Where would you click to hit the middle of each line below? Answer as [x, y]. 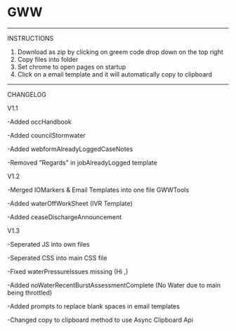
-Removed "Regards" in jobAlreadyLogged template [83, 162]
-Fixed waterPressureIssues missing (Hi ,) [68, 271]
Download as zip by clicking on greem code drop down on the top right [120, 52]
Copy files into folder [48, 59]
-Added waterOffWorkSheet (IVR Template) [70, 203]
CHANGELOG [27, 94]
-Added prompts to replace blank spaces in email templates [94, 306]
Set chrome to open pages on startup [72, 67]
